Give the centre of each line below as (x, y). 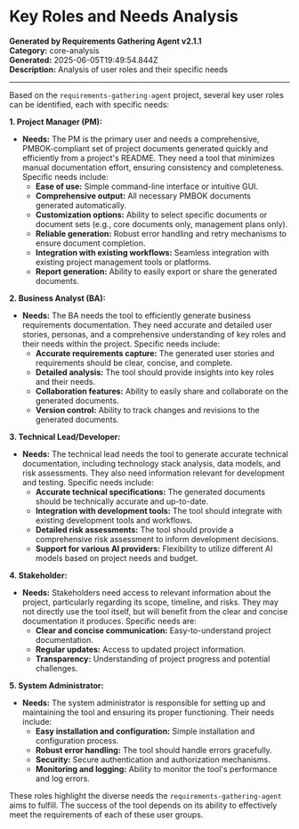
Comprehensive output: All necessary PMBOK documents (143, 195)
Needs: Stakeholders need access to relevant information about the (146, 592)
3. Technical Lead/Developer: (65, 436)
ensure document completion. (90, 243)
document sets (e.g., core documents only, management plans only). (162, 224)
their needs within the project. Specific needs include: (121, 344)
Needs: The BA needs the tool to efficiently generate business (137, 315)
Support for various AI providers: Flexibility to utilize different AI (154, 549)
